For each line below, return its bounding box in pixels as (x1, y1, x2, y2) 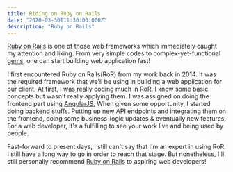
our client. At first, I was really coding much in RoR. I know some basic (7, 85, 209, 94)
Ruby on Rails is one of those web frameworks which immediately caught (7, 42, 217, 51)
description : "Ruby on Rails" (7, 23, 95, 30)
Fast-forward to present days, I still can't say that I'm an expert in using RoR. (7, 143, 226, 151)
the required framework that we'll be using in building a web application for (7, 78, 223, 86)
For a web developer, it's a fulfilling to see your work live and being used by (7, 122, 224, 130)
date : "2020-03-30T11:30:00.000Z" (7, 17, 108, 24)
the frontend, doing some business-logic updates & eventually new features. (7, 114, 226, 123)
